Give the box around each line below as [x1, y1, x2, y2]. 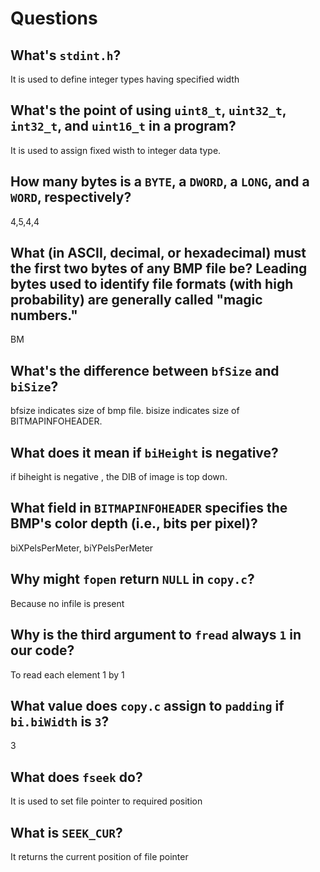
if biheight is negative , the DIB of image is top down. [10, 471, 228, 483]
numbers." [10, 307, 78, 324]
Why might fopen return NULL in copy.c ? [10, 571, 255, 588]
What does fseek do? [10, 768, 143, 786]
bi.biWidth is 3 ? [10, 713, 110, 730]
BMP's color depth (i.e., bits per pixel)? [10, 515, 258, 532]
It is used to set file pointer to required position [10, 795, 203, 807]
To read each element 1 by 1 [10, 668, 125, 681]
